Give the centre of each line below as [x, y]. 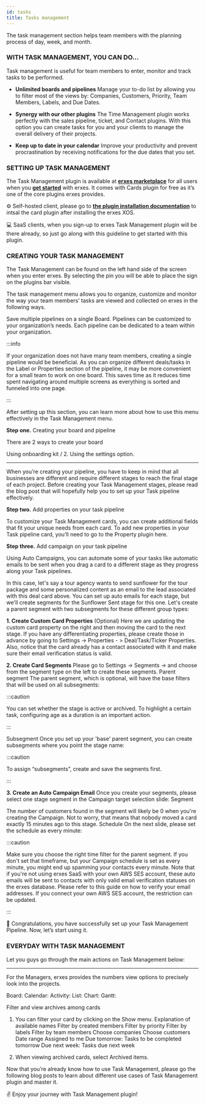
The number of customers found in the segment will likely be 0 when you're [101, 811]
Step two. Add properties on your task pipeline [65, 509]
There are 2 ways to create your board [55, 442]
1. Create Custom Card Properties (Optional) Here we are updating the [95, 621]
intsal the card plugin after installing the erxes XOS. [71, 212]
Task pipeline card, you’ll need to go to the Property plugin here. [87, 535]
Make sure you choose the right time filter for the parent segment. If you [97, 854]
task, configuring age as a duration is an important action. [79, 715]
